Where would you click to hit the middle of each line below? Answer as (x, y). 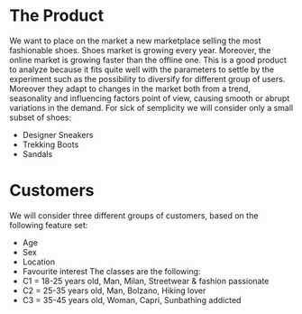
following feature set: (49, 225)
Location (39, 262)
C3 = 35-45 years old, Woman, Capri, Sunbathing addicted (132, 300)
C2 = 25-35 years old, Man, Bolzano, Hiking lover (114, 291)
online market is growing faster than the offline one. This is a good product (148, 60)
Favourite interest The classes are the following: (111, 271)
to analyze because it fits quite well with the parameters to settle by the (142, 69)
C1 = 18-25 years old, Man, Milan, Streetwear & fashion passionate (146, 281)
